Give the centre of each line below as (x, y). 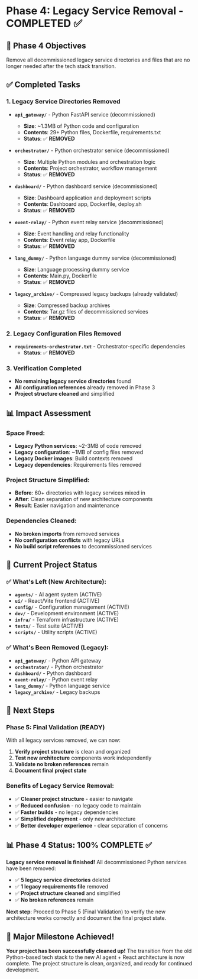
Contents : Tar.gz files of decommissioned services (86, 311)
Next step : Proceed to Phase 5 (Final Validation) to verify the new (86, 912)
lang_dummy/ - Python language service (62, 686)
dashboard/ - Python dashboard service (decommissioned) (86, 186)
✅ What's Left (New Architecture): (56, 581)
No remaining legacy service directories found (73, 381)
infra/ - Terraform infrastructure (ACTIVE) (67, 620)
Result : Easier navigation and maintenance (67, 505)
